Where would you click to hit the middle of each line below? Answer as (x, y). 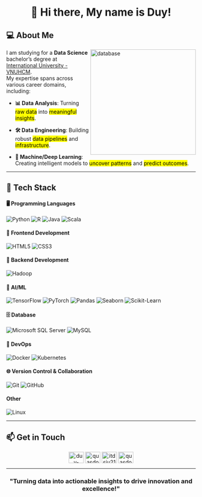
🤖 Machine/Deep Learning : (49, 157)
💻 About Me (30, 35)
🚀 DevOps (19, 344)
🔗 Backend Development (38, 260)
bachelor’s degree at (32, 59)
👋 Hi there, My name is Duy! (101, 12)
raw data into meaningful (46, 112)
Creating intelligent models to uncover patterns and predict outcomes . (102, 163)
